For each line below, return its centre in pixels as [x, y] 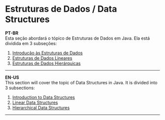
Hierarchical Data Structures [41, 108]
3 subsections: [20, 88]
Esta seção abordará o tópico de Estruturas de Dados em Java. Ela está [78, 38]
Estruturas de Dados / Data [61, 9]
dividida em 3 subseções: [31, 43]
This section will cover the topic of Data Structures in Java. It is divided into [81, 82]
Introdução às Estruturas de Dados [47, 53]
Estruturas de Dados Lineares [42, 58]
